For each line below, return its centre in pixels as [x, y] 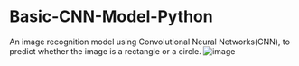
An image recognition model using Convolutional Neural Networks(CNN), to [150, 42]
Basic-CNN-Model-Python [112, 17]
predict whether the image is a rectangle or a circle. [105, 51]
